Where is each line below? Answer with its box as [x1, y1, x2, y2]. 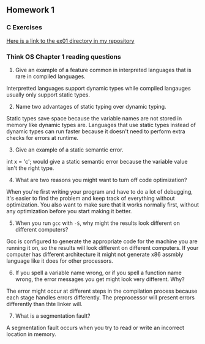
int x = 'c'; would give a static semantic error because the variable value [6, 158, 188, 165]
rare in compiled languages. [15, 73, 86, 80]
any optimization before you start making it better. [6, 207, 132, 214]
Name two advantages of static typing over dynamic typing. [15, 103, 166, 110]
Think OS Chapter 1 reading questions [6, 52, 121, 60]
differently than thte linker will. [6, 300, 83, 307]
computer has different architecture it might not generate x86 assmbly [6, 251, 184, 258]
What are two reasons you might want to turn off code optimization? [15, 176, 188, 183]
